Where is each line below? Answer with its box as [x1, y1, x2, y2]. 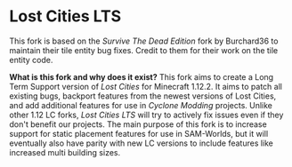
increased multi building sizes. [9, 147, 121, 157]
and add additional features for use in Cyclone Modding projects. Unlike [9, 99, 273, 110]
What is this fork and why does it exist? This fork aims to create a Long [9, 71, 274, 82]
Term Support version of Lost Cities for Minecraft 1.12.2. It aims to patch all [9, 81, 283, 91]
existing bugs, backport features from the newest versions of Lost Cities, [9, 91, 277, 101]
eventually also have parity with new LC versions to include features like [9, 138, 274, 148]
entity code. [9, 54, 53, 65]
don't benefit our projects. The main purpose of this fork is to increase [9, 118, 267, 130]
